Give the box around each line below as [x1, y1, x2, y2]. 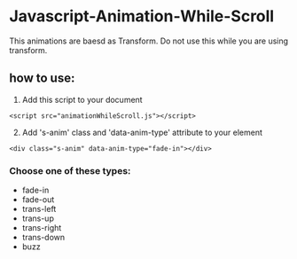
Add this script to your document [21, 94, 144, 105]
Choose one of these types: [9, 164, 131, 177]
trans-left [21, 204, 57, 215]
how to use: [9, 71, 75, 86]
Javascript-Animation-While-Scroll [9, 6, 275, 27]
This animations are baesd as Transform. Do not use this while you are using [9, 35, 289, 46]
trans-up [21, 213, 55, 224]
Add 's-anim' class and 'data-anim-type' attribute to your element [21, 127, 263, 137]
